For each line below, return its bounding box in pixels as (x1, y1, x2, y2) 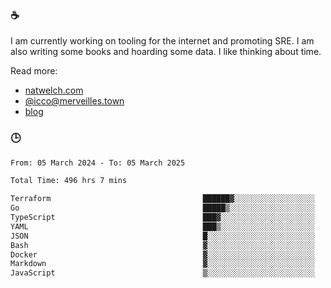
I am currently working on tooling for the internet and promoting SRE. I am (10, 35, 315, 47)
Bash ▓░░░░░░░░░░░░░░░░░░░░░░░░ (10, 240, 315, 250)
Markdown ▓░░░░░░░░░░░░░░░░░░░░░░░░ (10, 259, 315, 269)
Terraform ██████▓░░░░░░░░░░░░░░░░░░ (10, 194, 315, 204)
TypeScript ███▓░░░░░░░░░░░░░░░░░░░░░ (10, 213, 315, 223)
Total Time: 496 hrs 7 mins (10, 176, 128, 186)
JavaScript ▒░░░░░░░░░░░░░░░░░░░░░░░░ (10, 268, 315, 278)
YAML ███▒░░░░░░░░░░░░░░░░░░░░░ (10, 221, 315, 232)
